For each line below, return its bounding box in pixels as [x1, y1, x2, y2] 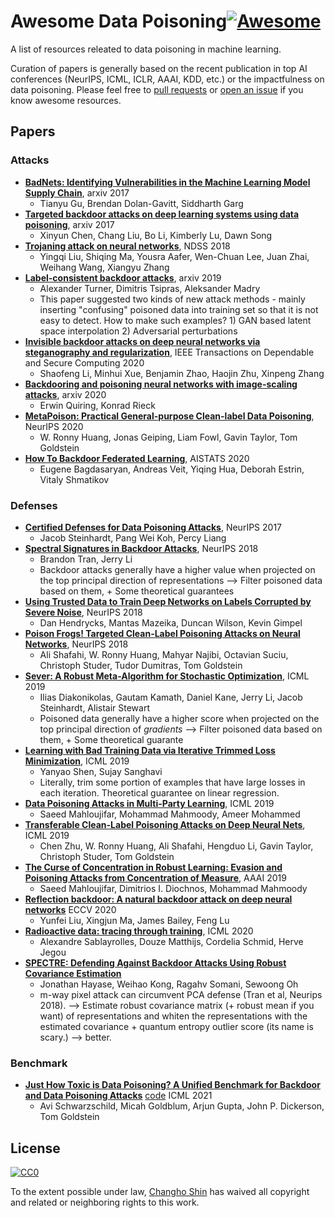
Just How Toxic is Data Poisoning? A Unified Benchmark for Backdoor [24, 1079, 321, 1091]
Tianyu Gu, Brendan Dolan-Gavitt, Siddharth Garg [39, 197, 244, 209]
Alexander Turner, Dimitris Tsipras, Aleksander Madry [39, 282, 261, 294]
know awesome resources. [10, 94, 122, 106]
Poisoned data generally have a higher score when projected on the [39, 712, 320, 724]
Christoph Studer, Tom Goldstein [39, 850, 175, 862]
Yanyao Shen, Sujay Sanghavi [39, 765, 163, 777]
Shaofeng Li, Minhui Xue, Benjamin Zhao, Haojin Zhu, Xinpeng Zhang [39, 367, 325, 379]
